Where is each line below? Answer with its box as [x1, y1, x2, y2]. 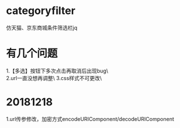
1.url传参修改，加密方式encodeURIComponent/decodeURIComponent [6, 115, 175, 122]
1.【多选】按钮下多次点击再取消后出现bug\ [6, 67, 108, 74]
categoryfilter [6, 4, 76, 18]
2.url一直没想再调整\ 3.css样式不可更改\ [6, 74, 102, 81]
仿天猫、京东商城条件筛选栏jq [6, 24, 77, 31]
